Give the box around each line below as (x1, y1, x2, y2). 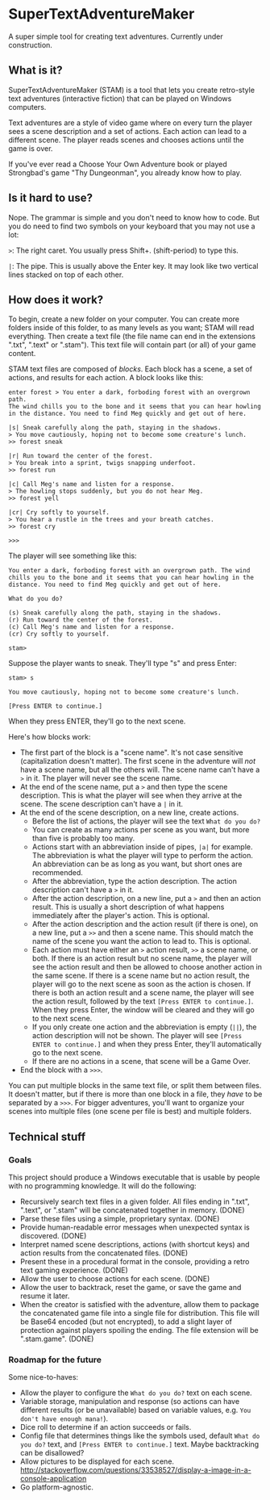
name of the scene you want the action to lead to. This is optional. (31, 936, 251, 946)
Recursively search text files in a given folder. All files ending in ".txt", (19, 1196, 250, 1207)
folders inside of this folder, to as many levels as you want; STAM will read (8, 323, 255, 333)
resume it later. (19, 1291, 70, 1301)
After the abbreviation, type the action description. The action (31, 877, 238, 886)
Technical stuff (8, 1129, 86, 1143)
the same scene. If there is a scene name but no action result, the (31, 970, 250, 981)
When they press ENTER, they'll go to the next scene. (8, 716, 186, 727)
